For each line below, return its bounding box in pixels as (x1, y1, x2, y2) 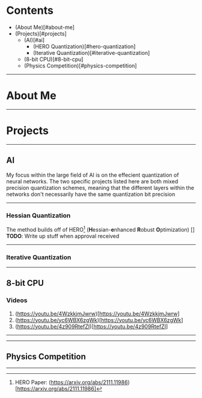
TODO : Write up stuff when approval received (6, 232, 120, 239)
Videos (6, 296, 28, 305)
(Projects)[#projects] (14, 30, 67, 37)
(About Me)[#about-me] (14, 24, 75, 31)
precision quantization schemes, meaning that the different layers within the (6, 184, 194, 191)
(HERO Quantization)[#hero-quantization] (32, 43, 136, 50)
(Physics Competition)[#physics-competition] (23, 62, 137, 69)
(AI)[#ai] (23, 36, 45, 43)
